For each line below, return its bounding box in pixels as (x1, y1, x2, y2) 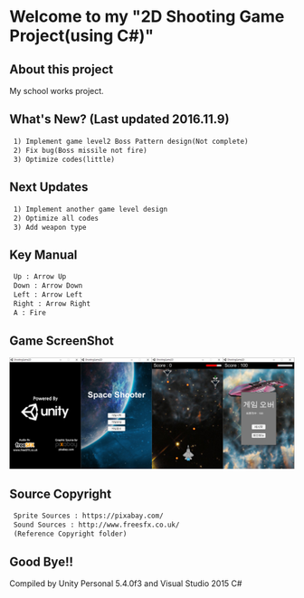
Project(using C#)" (9, 25, 154, 46)
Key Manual (9, 247, 78, 263)
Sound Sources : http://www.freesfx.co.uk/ (13, 520, 180, 530)
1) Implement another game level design (13, 204, 168, 214)
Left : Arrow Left (13, 290, 83, 299)
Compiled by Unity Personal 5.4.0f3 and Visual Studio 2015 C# (9, 578, 242, 589)
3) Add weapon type (13, 223, 88, 232)
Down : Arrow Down (13, 281, 83, 290)
